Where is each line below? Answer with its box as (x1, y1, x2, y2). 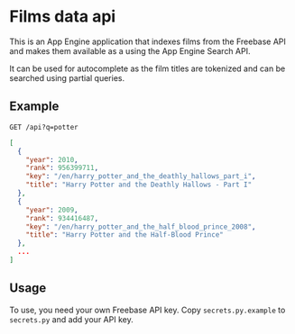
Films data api (9, 6, 116, 27)
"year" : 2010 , (25, 155, 78, 164)
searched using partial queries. (9, 72, 125, 83)
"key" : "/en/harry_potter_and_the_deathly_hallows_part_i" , (25, 172, 256, 181)
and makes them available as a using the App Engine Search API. (9, 45, 251, 56)
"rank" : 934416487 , (25, 213, 99, 222)
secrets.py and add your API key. (9, 313, 134, 325)
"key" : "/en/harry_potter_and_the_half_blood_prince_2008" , (25, 222, 256, 231)
